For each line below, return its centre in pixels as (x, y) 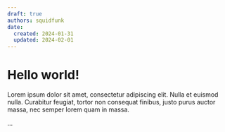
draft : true (25, 14)
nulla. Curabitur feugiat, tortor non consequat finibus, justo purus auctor (111, 102)
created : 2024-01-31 (44, 34)
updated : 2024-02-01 (44, 40)
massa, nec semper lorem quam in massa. (69, 109)
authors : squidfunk (36, 20)
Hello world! (43, 75)
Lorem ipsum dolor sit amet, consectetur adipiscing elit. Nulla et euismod (113, 95)
